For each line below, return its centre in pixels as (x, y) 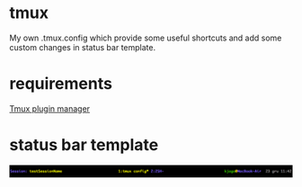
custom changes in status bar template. (82, 47)
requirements (61, 84)
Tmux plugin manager (50, 108)
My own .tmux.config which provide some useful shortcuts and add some (146, 38)
